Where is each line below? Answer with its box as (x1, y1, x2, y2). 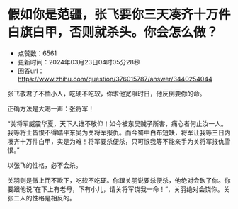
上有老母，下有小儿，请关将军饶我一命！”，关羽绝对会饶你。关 (47, 185, 230, 193)
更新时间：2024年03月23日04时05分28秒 (17, 57, 140, 66)
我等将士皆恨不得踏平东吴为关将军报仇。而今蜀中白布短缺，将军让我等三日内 (7, 128, 231, 137)
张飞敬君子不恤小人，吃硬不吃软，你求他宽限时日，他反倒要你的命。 (7, 89, 206, 98)
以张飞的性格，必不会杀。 (7, 161, 82, 169)
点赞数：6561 (17, 49, 57, 57)
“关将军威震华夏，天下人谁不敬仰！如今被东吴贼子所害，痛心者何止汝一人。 (7, 119, 228, 128)
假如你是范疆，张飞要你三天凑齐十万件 (7, 6, 232, 23)
